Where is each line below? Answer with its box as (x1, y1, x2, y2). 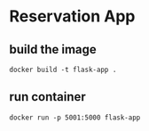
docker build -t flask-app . (9, 65, 117, 74)
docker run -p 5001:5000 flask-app (9, 113, 141, 122)
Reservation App (9, 6, 136, 27)
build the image (9, 42, 98, 57)
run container (9, 89, 86, 104)
